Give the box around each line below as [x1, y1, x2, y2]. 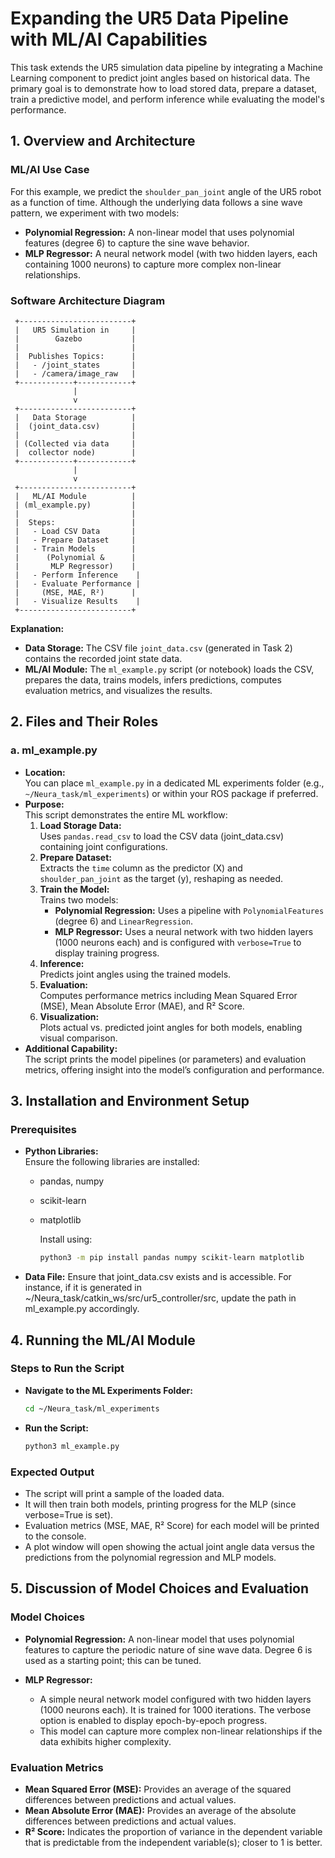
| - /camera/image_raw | [14, 368, 137, 379]
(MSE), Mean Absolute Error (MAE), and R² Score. [39, 1000, 245, 1012]
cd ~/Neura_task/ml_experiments [24, 1403, 160, 1414]
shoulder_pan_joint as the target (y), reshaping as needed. [39, 872, 284, 884]
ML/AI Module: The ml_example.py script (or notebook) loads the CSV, [24, 663, 315, 675]
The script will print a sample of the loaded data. [24, 1487, 225, 1499]
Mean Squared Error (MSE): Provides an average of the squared [24, 1783, 292, 1795]
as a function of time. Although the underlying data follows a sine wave [10, 196, 303, 208]
